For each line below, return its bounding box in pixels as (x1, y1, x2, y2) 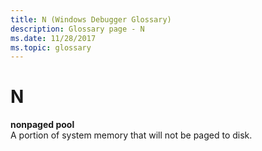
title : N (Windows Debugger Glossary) (10, 14, 172, 25)
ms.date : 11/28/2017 (10, 33, 97, 43)
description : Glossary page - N (10, 24, 145, 34)
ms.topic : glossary (10, 42, 92, 53)
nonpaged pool (10, 119, 75, 131)
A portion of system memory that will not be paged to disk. (10, 129, 253, 141)
